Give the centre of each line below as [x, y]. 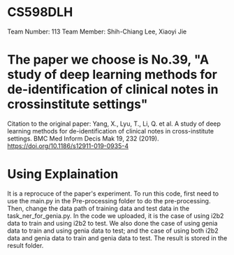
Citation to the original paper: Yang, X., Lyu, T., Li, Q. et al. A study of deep [114, 124]
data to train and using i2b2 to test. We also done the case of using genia [112, 223]
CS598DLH [40, 12]
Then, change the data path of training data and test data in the [98, 208]
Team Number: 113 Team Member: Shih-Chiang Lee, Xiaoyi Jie [97, 31]
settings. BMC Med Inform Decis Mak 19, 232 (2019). [83, 138]
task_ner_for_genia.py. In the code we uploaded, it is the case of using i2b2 [116, 216]
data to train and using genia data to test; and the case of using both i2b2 [113, 231]
